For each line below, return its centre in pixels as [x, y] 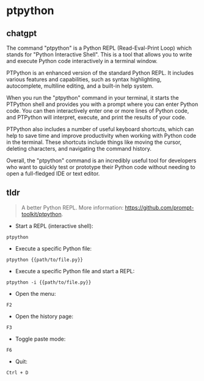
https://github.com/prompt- [159, 207]
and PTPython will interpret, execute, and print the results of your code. [97, 117]
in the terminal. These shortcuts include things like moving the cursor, [94, 142]
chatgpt [22, 33]
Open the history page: [44, 316]
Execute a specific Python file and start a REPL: [75, 271]
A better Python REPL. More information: [72, 207]
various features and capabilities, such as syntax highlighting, [84, 79]
